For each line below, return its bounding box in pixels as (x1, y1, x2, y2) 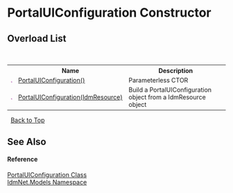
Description (158, 66, 193, 74)
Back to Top (10, 116, 45, 124)
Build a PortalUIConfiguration (128, 85, 212, 94)
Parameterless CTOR (128, 76, 189, 84)
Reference (7, 155, 38, 164)
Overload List (7, 33, 67, 44)
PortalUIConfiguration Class (7, 171, 87, 179)
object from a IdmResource (128, 93, 206, 101)
